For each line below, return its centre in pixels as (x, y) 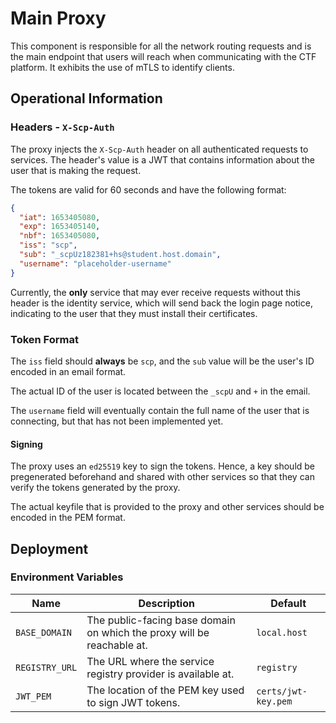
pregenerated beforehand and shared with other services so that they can (162, 477)
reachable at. (117, 645)
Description (166, 603)
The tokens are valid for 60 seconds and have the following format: (148, 189)
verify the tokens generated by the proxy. (95, 488)
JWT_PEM (33, 696)
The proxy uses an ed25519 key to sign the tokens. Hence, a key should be (163, 466)
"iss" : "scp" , (48, 245)
